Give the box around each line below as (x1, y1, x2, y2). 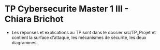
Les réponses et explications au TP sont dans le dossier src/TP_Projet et (11, 29, 156, 35)
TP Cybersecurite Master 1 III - (4, 3, 129, 14)
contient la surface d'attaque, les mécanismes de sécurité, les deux (11, 35, 146, 40)
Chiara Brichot (4, 13, 64, 25)
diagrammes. (11, 39, 38, 45)
